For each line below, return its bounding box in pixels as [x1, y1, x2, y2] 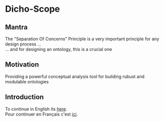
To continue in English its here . [5, 106, 67, 112]
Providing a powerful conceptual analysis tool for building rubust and [5, 73, 145, 79]
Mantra [5, 23, 28, 31]
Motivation [5, 60, 39, 69]
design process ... [5, 41, 42, 47]
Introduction [5, 93, 44, 101]
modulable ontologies [5, 78, 49, 84]
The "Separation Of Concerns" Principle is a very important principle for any [5, 36, 160, 42]
